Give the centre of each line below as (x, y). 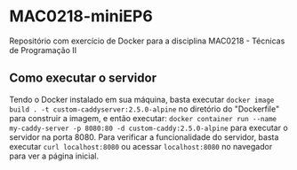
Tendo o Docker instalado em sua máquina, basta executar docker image (142, 99)
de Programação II (43, 50)
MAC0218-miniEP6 (81, 16)
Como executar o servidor (83, 78)
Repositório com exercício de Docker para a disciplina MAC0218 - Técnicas (147, 41)
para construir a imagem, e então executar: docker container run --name (143, 118)
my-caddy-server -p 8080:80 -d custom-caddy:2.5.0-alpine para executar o (149, 127)
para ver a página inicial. (54, 156)
